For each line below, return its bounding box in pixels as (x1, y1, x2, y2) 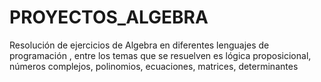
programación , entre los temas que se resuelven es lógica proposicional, (9, 49, 312, 61)
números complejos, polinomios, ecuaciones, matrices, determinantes (9, 60, 299, 72)
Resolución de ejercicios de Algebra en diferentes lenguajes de (9, 39, 270, 51)
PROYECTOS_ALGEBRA (9, 6, 209, 29)
